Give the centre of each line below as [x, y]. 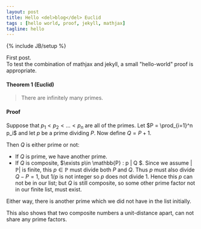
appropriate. [22, 71]
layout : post [23, 12]
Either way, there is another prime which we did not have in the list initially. [99, 201]
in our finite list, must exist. [49, 190]
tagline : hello [25, 29]
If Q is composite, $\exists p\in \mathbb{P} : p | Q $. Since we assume [102, 163]
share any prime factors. [37, 219]
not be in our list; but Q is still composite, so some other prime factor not [105, 183]
